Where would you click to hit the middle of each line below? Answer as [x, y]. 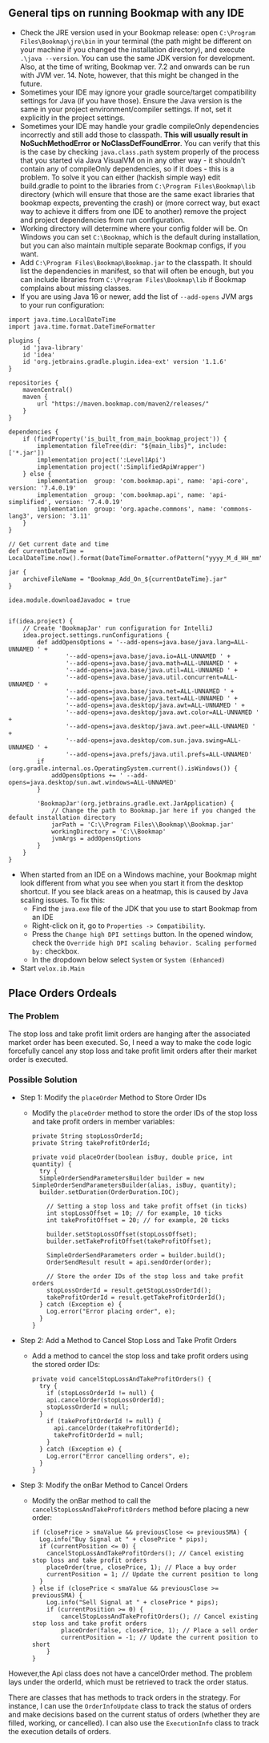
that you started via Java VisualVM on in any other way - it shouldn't [132, 160]
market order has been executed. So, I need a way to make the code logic [130, 1042]
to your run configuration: [62, 305]
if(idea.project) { [41, 621]
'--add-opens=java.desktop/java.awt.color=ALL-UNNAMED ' [163, 712]
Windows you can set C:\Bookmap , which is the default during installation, [140, 236]
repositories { [34, 383]
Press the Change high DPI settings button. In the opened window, [143, 934]
